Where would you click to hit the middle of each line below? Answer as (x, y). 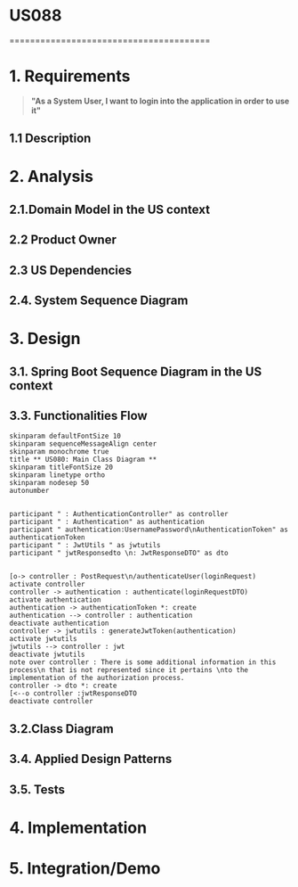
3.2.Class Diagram (61, 729)
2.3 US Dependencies (71, 270)
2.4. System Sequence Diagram (99, 301)
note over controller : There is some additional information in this (143, 662)
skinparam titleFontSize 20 (61, 468)
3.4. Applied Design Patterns (91, 759)
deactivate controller (51, 702)
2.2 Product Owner (63, 240)
